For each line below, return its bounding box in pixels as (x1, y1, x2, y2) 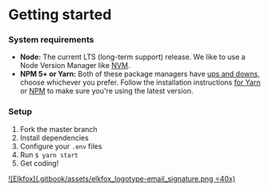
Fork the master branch (19, 124, 98, 133)
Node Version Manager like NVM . (19, 61, 130, 70)
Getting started (8, 6, 112, 24)
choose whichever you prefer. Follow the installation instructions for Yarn (19, 78, 261, 87)
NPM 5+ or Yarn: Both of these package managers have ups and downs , (19, 70, 260, 79)
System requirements (8, 34, 94, 46)
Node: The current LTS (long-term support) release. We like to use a (19, 52, 246, 62)
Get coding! (19, 158, 59, 168)
